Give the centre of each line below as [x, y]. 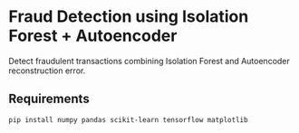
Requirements [49, 99]
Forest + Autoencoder [93, 36]
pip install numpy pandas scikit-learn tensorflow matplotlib [128, 119]
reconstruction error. [47, 71]
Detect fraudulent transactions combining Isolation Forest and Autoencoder [149, 61]
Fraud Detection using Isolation [129, 17]
